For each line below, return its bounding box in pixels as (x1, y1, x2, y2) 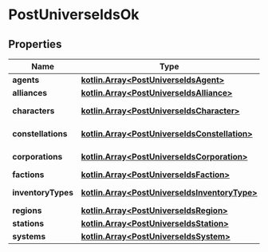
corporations (12, 152, 63, 162)
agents (12, 74, 40, 85)
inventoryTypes (12, 187, 74, 198)
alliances (12, 88, 48, 98)
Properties (8, 37, 62, 51)
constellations (12, 128, 68, 139)
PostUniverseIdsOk (8, 6, 140, 24)
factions (12, 169, 45, 180)
